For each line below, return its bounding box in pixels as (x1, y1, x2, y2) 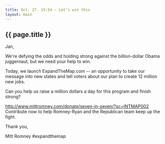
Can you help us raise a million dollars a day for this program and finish (5, 88, 151, 95)
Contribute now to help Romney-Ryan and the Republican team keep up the (5, 109, 161, 115)
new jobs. (5, 79, 25, 85)
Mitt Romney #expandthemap (5, 133, 66, 140)
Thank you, (5, 124, 28, 130)
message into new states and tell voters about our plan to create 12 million (5, 73, 158, 80)
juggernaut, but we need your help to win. (5, 58, 91, 65)
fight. (5, 114, 16, 120)
